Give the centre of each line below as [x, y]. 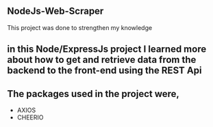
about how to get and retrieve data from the [102, 60]
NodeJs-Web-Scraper [55, 11]
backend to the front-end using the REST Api [104, 71]
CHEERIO [30, 117]
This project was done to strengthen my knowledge [80, 27]
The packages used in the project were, [93, 94]
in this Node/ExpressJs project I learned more [107, 50]
